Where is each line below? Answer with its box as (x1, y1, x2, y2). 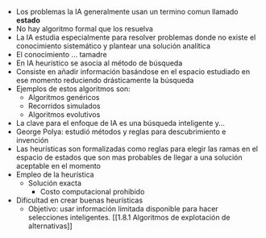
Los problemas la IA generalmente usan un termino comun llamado (15, 7, 239, 16)
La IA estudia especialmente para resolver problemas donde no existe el (15, 32, 256, 42)
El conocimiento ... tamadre (15, 50, 107, 59)
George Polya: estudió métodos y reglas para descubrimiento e (15, 127, 227, 136)
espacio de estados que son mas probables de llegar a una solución (15, 152, 243, 162)
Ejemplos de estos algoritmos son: (15, 84, 131, 94)
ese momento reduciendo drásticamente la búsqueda (15, 76, 194, 85)
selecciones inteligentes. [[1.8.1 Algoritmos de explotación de (27, 213, 231, 222)
